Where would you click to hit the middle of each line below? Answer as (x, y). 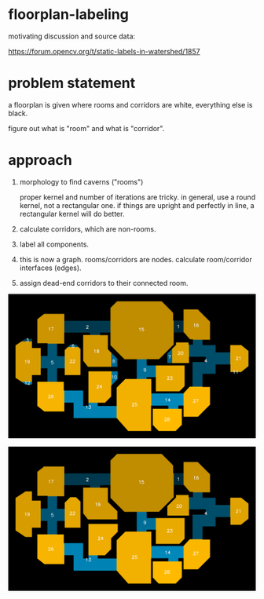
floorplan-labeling (69, 15)
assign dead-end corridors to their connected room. (104, 283)
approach (40, 161)
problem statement (72, 83)
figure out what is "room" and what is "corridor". (86, 128)
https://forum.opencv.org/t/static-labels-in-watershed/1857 (104, 51)
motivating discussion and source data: (72, 36)
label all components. (54, 244)
